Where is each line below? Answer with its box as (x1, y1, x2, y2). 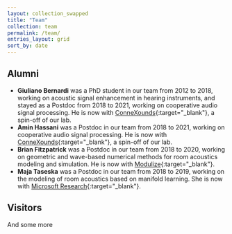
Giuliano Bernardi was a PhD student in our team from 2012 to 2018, (17, 86, 213, 94)
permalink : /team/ (7, 29, 60, 37)
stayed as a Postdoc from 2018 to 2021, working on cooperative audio (17, 101, 217, 109)
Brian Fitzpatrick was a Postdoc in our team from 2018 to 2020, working (17, 145, 226, 153)
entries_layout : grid (7, 36, 70, 43)
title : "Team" (7, 17, 49, 24)
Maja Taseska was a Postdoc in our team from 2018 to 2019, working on (17, 167, 224, 175)
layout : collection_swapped (7, 10, 89, 17)
